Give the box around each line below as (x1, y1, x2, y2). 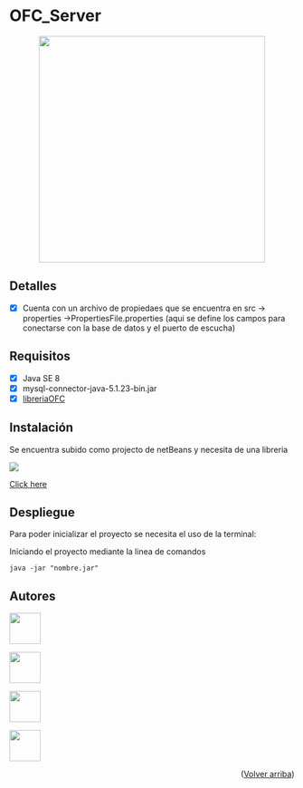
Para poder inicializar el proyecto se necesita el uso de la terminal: (9, 529, 257, 540)
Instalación (9, 420, 74, 436)
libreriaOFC (22, 393, 66, 404)
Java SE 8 (22, 372, 61, 383)
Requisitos (9, 349, 71, 364)
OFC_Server (9, 5, 102, 26)
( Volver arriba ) (241, 769, 295, 780)
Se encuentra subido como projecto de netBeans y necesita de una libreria (9, 444, 289, 455)
